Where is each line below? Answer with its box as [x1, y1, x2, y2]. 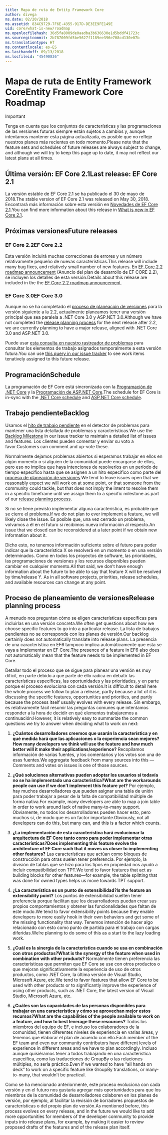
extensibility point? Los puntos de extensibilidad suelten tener [12, 892, 142, 898]
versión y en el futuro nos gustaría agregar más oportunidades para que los [5, 1086, 161, 1093]
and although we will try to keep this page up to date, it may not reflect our [5, 150, 159, 156]
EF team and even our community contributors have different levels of [12, 1040, 156, 1046]
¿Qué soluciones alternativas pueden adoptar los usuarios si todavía [12, 772, 158, 778]
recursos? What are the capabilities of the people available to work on [12, 1013, 160, 1019]
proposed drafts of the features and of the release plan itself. [5, 1124, 131, 1130]
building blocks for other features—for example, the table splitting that [12, 872, 157, 878]
